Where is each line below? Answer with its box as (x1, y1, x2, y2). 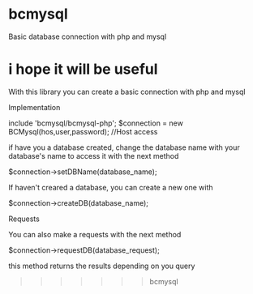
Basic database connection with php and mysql (8, 32, 167, 41)
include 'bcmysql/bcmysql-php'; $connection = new (8, 118, 184, 128)
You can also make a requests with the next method (8, 229, 182, 239)
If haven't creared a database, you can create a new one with (8, 182, 213, 192)
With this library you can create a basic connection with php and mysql (8, 87, 246, 96)
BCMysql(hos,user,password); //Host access (8, 126, 158, 136)
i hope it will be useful (8, 60, 158, 79)
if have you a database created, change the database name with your (8, 143, 241, 152)
